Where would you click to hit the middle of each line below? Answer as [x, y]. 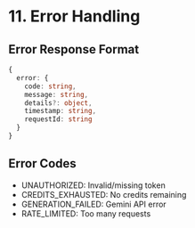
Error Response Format [74, 49]
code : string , [50, 86]
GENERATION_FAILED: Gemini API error [93, 204]
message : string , [57, 94]
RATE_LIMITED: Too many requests [86, 213]
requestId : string [58, 119]
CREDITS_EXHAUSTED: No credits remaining [104, 194]
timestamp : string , [61, 111]
